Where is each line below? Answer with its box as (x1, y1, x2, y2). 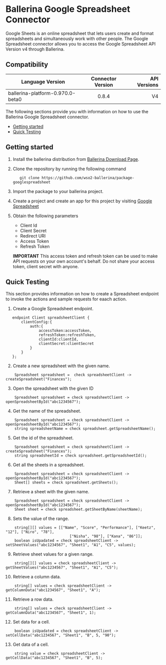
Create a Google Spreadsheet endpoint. (12, 306, 94, 312)
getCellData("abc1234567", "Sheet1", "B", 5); (5, 656, 103, 661)
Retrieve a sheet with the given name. (12, 489, 90, 495)
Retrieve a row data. (12, 596, 54, 602)
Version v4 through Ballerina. (5, 46, 65, 52)
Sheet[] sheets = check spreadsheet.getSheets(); (14, 480, 119, 485)
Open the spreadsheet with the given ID (12, 385, 94, 391)
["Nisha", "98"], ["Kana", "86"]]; (69, 534, 142, 539)
